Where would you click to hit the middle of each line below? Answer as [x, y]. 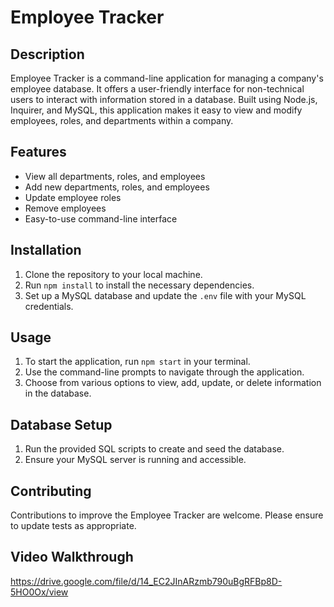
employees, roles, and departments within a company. [122, 120]
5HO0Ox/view [39, 592]
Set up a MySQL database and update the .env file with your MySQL [165, 295]
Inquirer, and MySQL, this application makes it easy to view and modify [156, 110]
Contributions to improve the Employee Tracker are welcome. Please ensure [167, 515]
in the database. [58, 393]
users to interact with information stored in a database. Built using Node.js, [164, 99]
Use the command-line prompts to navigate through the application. [164, 372]
